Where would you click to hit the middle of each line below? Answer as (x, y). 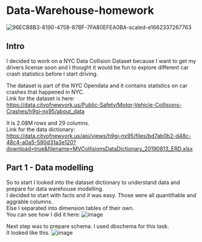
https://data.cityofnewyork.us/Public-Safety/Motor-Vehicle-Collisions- (94, 105)
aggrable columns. (30, 201)
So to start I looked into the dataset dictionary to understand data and (93, 182)
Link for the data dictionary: (41, 129)
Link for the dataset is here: (40, 98)
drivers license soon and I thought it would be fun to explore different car (98, 67)
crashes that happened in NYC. (45, 92)
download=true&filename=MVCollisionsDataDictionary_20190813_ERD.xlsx (99, 148)
